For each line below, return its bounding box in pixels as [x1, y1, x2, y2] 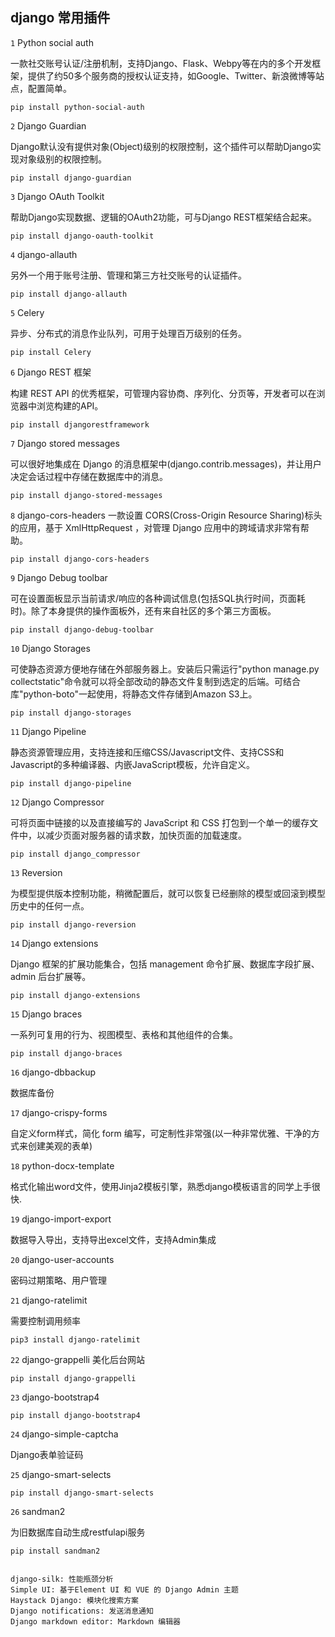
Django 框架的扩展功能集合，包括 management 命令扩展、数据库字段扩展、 [10, 958, 320, 970]
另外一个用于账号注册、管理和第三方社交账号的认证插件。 [10, 269, 247, 281]
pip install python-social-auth [10, 102, 145, 112]
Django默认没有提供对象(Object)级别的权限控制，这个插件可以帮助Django [10, 140, 313, 152]
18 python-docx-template [10, 1159, 115, 1172]
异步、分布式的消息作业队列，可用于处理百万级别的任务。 [10, 327, 247, 339]
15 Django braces [10, 1008, 83, 1020]
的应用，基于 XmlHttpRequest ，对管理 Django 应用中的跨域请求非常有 [10, 521, 301, 533]
